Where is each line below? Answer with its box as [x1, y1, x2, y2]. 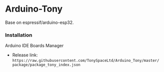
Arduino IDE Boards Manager [5, 43, 64, 49]
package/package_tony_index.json [12, 62, 81, 68]
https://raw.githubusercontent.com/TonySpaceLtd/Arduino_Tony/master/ [12, 58, 160, 63]
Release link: [12, 52, 38, 58]
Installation [5, 32, 33, 38]
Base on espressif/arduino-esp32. [5, 19, 74, 25]
